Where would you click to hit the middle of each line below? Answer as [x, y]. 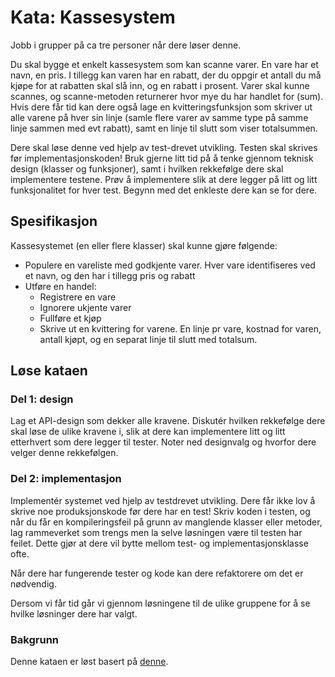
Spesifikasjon [54, 221]
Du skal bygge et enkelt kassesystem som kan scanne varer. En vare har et [164, 64]
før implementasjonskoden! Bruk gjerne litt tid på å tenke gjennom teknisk [162, 158]
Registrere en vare [78, 297]
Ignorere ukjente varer [85, 307]
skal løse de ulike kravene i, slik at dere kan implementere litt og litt [148, 432]
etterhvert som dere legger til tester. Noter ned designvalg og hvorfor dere [163, 442]
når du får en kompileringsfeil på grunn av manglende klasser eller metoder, [166, 522]
